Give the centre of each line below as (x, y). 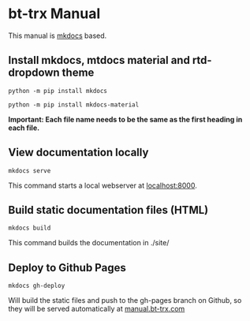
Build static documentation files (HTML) (108, 210)
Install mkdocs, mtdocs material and (99, 60)
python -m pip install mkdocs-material (74, 105)
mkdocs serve (30, 170)
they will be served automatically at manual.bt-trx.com (97, 309)
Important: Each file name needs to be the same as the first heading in (125, 119)
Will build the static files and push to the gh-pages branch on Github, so (125, 300)
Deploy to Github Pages (67, 268)
